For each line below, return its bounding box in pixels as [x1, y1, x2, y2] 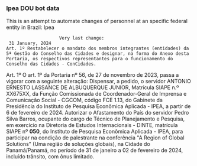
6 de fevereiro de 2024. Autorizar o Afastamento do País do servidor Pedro [6, 109, 189, 116]
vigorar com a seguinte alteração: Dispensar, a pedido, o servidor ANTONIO [6, 78, 191, 85]
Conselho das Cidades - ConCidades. [6, 61, 96, 67]
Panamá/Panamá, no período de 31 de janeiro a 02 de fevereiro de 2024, [6, 147, 183, 154]
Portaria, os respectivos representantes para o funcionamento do [6, 56, 173, 62]
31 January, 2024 [8, 40, 51, 47]
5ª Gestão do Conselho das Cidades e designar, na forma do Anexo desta [6, 51, 189, 57]
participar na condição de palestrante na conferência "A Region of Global [6, 134, 185, 141]
